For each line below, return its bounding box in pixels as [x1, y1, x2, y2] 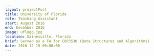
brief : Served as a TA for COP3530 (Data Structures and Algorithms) [5, 39, 150, 44]
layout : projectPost [5, 7, 47, 12]
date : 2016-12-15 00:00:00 [5, 43, 60, 48]
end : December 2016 [5, 25, 45, 30]
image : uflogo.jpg [5, 30, 43, 35]
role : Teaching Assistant [5, 16, 58, 21]
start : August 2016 [5, 20, 45, 26]
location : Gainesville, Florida [5, 35, 71, 39]
